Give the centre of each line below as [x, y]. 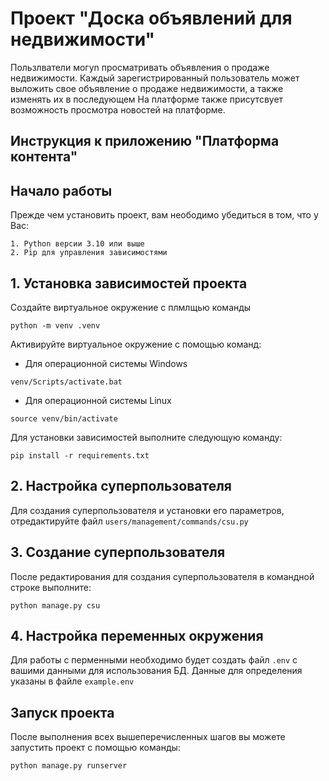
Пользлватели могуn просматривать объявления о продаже [140, 67]
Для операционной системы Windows [106, 363]
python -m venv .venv [55, 325]
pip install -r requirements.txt [80, 455]
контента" [44, 157]
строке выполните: [51, 587]
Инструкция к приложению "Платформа [145, 141]
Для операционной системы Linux [98, 400]
